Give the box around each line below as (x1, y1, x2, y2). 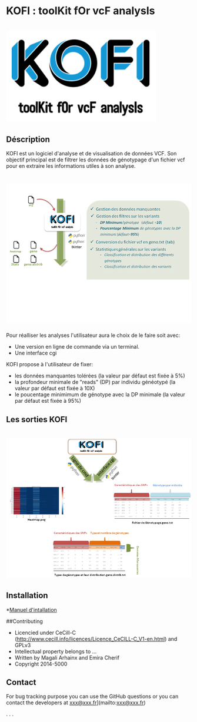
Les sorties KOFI (6, 414, 68, 425)
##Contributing (6, 617, 43, 625)
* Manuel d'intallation (6, 606, 57, 613)
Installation (6, 591, 48, 601)
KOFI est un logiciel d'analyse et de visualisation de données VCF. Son (6, 150, 177, 157)
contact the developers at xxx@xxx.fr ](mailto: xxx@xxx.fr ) (6, 699, 146, 706)
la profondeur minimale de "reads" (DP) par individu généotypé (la (14, 379, 176, 386)
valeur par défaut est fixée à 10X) (14, 385, 95, 392)
